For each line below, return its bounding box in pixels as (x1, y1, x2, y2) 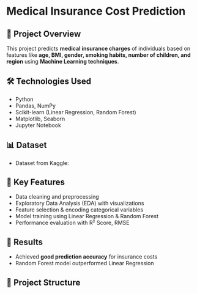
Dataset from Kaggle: (15, 159, 69, 166)
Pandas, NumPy (15, 102, 56, 109)
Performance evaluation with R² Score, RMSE (15, 219, 130, 227)
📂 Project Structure (6, 277, 81, 288)
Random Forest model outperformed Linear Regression (15, 260, 154, 267)
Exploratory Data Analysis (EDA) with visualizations (15, 200, 144, 207)
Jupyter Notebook (15, 121, 61, 129)
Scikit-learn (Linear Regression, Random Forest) (15, 108, 136, 116)
